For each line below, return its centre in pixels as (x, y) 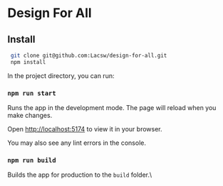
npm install (28, 62)
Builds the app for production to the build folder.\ (80, 175)
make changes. (30, 116)
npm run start (32, 93)
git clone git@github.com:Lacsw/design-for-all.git (89, 55)
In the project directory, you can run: (61, 75)
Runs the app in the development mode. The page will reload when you (112, 108)
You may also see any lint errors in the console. (77, 143)
